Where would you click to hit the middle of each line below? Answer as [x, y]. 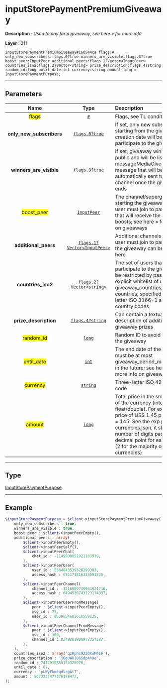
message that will [135, 170]
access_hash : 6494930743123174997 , [70, 593]
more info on [130, 374]
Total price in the [135, 396]
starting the [128, 203]
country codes [132, 306]
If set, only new [133, 124]
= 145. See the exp [137, 421]
